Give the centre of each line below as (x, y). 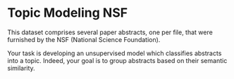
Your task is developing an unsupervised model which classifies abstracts (115, 53)
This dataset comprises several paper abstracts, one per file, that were (110, 32)
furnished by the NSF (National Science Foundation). (84, 39)
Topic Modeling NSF (68, 13)
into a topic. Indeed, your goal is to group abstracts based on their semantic (117, 60)
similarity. (21, 68)
